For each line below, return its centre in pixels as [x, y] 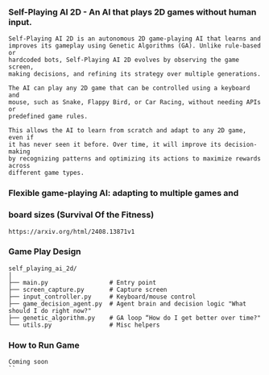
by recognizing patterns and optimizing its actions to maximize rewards [135, 159]
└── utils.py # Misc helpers [84, 325]
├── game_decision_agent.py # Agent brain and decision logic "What [128, 304]
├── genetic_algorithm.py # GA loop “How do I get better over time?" [135, 318]
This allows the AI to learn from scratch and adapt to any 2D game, [128, 131]
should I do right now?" [50, 310]
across [19, 166]
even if [21, 138]
